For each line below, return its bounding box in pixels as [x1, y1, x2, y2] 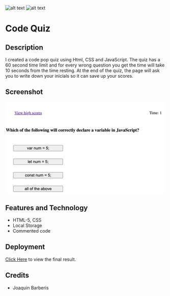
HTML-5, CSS [12, 217, 42, 223]
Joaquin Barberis [12, 284, 49, 291]
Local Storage [12, 222, 42, 229]
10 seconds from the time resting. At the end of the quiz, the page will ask [5, 67, 160, 74]
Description [5, 43, 43, 52]
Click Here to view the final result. [5, 256, 76, 262]
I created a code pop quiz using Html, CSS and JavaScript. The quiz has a [5, 57, 160, 62]
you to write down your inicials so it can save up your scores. [5, 73, 133, 79]
